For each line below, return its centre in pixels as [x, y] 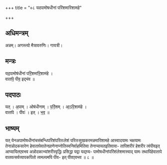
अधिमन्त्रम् [17, 33]
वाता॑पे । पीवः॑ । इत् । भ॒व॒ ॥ [27, 113]
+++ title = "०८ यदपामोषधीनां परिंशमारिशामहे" [44, 8]
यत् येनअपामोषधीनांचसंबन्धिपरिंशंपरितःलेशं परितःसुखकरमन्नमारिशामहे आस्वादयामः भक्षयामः [73, 141]
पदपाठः [13, 95]
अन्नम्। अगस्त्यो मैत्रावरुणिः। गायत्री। [34, 45]
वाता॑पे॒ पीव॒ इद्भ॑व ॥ [20, 79]
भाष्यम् [12, 128]
